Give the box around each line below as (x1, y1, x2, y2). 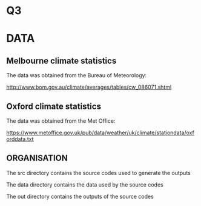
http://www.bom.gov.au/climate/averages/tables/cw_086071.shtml (6, 83, 172, 91)
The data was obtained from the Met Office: (6, 117, 116, 125)
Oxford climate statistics (6, 101, 102, 111)
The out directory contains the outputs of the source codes (6, 193, 154, 200)
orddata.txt (6, 136, 35, 143)
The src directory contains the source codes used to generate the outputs (6, 169, 191, 176)
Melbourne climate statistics (6, 55, 117, 66)
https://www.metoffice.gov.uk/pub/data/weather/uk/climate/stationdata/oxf (6, 129, 195, 136)
